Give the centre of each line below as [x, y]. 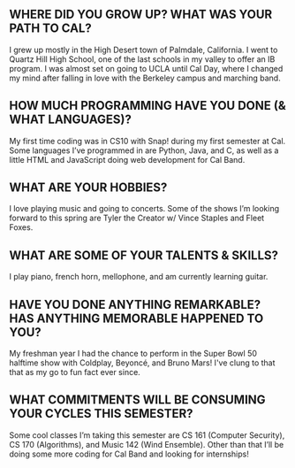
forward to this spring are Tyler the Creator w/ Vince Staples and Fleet [137, 218]
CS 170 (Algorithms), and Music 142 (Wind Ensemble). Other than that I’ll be [147, 444]
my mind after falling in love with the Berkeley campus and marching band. [145, 78]
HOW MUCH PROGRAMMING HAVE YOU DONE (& [148, 106]
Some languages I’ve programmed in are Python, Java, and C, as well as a [144, 150]
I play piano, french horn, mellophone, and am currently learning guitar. [139, 277]
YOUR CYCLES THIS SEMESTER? [101, 414]
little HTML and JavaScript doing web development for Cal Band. [127, 159]
